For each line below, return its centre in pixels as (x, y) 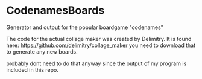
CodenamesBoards (55, 11)
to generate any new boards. (42, 51)
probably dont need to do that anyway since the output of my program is (96, 63)
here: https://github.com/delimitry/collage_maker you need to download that (101, 45)
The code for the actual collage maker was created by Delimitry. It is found (99, 39)
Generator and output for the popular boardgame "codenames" (85, 27)
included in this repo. (32, 69)
